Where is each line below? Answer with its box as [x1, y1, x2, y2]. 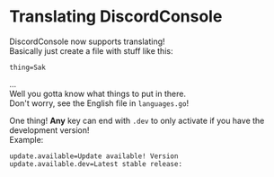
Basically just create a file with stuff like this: [9, 45, 173, 56]
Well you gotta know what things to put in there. [9, 88, 187, 99]
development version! [9, 124, 90, 136]
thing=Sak [9, 63, 47, 72]
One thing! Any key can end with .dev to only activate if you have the [9, 115, 265, 126]
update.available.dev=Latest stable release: [9, 159, 182, 168]
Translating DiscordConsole [9, 6, 223, 27]
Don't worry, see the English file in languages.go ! [9, 97, 190, 109]
